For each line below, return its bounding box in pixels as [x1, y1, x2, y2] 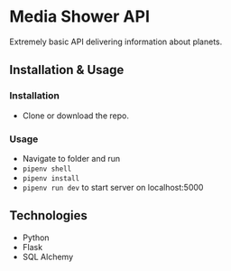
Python [22, 232, 50, 243]
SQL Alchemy [22, 251, 74, 262]
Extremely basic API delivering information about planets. [9, 36, 223, 47]
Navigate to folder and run [22, 153, 120, 164]
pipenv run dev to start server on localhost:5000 [22, 182, 204, 192]
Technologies [9, 208, 88, 223]
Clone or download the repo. [22, 110, 129, 121]
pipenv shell [22, 164, 72, 173]
